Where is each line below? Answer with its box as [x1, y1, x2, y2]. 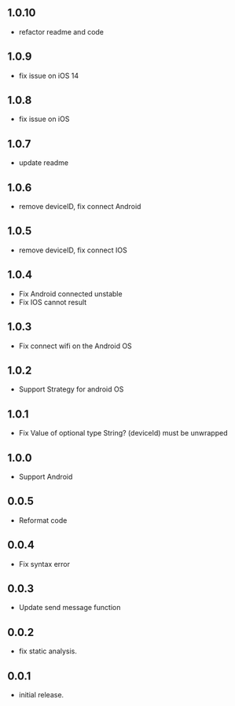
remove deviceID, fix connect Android [18, 202, 141, 211]
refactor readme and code [18, 27, 104, 36]
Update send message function [18, 603, 121, 612]
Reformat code [18, 515, 68, 525]
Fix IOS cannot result [18, 297, 87, 307]
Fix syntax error [18, 559, 71, 568]
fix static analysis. [18, 646, 78, 656]
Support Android [18, 472, 73, 481]
